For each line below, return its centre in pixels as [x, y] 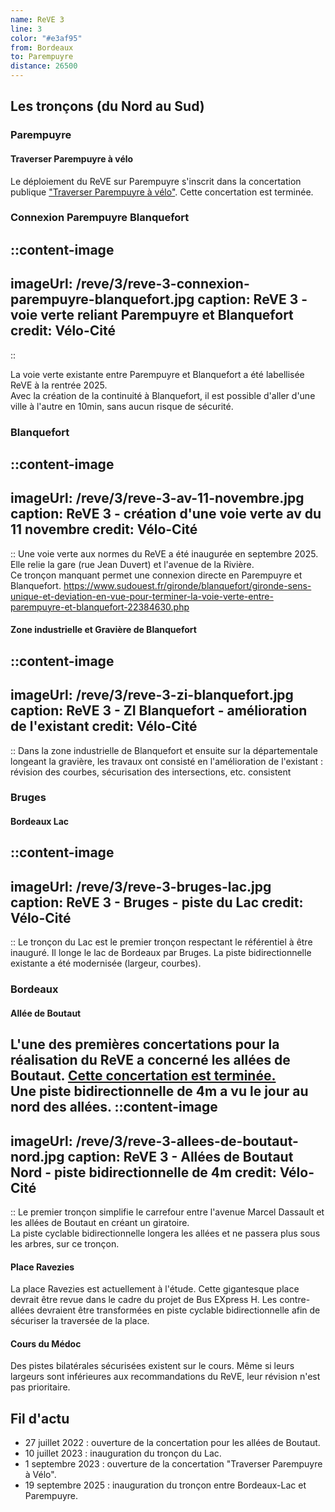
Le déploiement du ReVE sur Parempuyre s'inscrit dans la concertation [156, 181]
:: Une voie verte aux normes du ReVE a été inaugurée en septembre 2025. [164, 553]
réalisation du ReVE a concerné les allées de [150, 1060]
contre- [295, 1300]
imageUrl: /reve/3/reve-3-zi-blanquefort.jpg [152, 695]
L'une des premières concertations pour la [145, 1044]
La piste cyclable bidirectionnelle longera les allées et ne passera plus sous [165, 1233]
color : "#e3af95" [46, 38]
